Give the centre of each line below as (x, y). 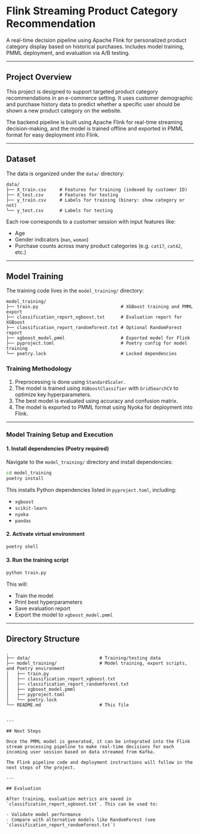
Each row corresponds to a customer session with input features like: (91, 221)
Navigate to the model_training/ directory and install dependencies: (90, 462)
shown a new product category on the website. (64, 110)
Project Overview (39, 77)
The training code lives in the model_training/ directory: (75, 291)
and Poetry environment (36, 668)
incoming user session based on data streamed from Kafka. (81, 752)
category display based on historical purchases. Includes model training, (95, 46)
